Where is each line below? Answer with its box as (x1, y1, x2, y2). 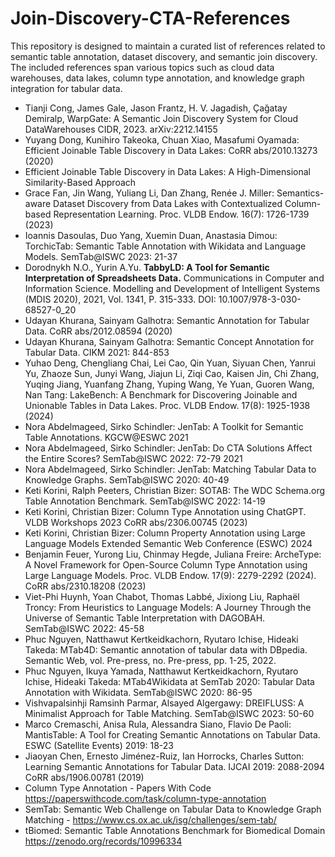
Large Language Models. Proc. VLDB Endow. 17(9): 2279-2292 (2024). (24, 569, 317, 581)
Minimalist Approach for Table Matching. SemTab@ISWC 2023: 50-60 (24, 707, 315, 719)
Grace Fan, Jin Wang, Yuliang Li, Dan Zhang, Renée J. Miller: (24, 187, 275, 199)
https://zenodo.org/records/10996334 (24, 835, 183, 847)
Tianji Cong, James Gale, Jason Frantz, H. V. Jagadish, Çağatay (24, 102, 288, 114)
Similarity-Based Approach (24, 176, 137, 188)
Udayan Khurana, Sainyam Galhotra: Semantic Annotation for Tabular (24, 314, 310, 326)
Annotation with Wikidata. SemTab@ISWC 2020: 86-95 (24, 686, 253, 698)
